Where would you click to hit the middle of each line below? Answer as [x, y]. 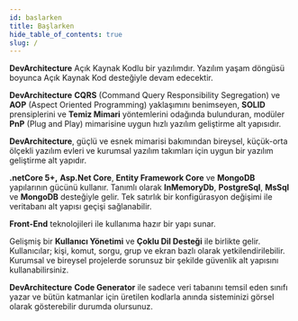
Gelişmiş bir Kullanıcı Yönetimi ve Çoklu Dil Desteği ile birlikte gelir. [135, 241]
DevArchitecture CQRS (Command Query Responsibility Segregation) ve [145, 95]
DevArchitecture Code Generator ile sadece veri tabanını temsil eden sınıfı [149, 288]
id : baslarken [36, 18]
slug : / [24, 43]
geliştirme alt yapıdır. [48, 160]
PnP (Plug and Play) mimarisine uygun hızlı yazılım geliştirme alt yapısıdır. [145, 124]
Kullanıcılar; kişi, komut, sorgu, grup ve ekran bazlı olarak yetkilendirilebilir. [147, 251]
